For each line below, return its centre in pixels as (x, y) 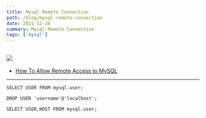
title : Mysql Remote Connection (48, 12)
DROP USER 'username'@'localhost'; (52, 98)
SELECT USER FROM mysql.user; (45, 87)
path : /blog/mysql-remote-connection (55, 18)
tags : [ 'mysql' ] (27, 35)
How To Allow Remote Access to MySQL (66, 70)
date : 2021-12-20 (29, 23)
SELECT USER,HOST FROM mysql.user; (52, 109)
